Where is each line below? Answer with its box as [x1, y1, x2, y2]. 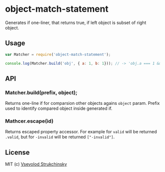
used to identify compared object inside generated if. [5, 105, 112, 111]
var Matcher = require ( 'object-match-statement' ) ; [5, 52, 111, 57]
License [5, 148, 30, 156]
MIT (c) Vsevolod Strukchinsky [5, 161, 67, 167]
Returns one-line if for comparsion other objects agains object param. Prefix [5, 100, 160, 106]
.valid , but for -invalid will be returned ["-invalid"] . [5, 134, 115, 140]
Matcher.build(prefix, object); [5, 89, 78, 96]
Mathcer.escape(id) [5, 118, 54, 124]
